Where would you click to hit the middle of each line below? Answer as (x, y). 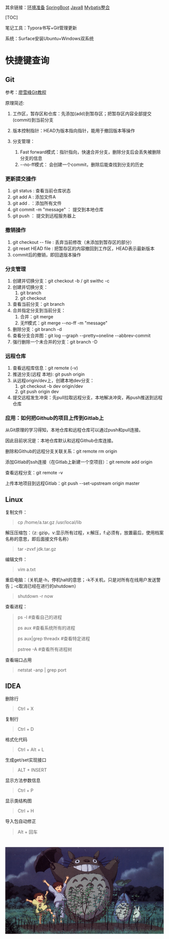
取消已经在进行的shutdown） (49, 586)
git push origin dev (39, 392)
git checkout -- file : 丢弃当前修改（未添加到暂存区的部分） (73, 242)
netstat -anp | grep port (42, 670)
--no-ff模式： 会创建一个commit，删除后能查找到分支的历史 (82, 164)
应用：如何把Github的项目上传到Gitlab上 (55, 418)
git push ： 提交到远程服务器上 (44, 216)
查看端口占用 (18, 660)
